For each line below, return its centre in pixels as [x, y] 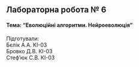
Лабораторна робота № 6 [56, 10]
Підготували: [23, 38]
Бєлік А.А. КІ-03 [27, 45]
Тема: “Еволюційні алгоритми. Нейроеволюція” [69, 25]
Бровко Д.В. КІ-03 [29, 51]
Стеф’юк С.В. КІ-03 [31, 57]
